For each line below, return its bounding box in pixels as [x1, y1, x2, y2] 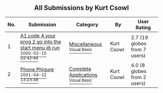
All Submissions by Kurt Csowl [34, 4, 129, 12]
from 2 [130, 74, 147, 80]
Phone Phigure [20, 66, 54, 73]
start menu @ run [20, 44, 60, 51]
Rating [135, 24, 151, 31]
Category [76, 21, 98, 28]
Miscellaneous [69, 40, 102, 47]
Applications [69, 71, 98, 78]
